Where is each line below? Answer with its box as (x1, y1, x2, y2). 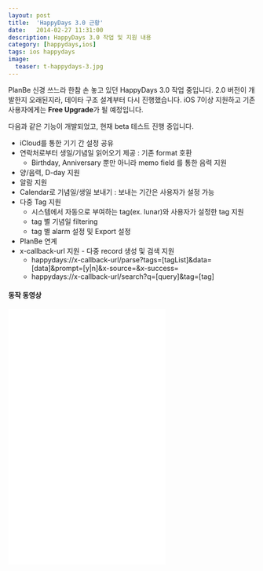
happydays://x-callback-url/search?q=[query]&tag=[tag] (31, 272, 214, 281)
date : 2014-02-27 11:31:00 (8, 26, 104, 34)
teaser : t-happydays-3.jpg (15, 63, 104, 71)
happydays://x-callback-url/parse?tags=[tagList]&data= (31, 254, 212, 264)
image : (8, 56, 30, 64)
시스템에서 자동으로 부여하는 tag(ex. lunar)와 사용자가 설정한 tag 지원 (31, 207, 245, 216)
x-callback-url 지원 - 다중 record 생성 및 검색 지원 (19, 246, 175, 255)
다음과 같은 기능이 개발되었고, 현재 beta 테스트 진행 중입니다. (8, 121, 194, 130)
